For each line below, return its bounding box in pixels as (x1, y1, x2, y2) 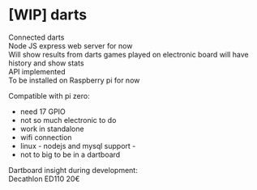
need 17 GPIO (19, 107, 66, 116)
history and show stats (8, 58, 84, 68)
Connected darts (8, 32, 65, 42)
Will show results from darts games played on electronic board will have (8, 49, 249, 59)
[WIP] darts (8, 6, 88, 24)
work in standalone (19, 124, 84, 133)
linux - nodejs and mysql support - (19, 141, 136, 150)
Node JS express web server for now (8, 40, 133, 50)
